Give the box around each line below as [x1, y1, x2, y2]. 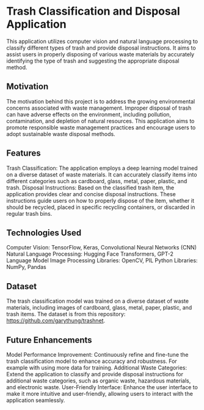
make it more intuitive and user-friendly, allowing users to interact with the [6, 390, 194, 397]
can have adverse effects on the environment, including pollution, [6, 110, 172, 118]
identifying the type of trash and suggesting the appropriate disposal [6, 57, 180, 64]
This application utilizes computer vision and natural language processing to [6, 37, 199, 45]
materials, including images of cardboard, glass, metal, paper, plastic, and [6, 304, 192, 311]
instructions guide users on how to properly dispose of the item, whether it [6, 197, 194, 204]
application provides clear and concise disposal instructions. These [6, 190, 176, 197]
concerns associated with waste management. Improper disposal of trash [6, 104, 192, 112]
